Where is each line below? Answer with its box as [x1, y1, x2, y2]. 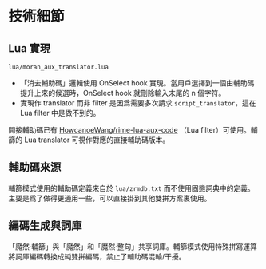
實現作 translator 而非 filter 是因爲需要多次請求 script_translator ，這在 [19, 98, 256, 108]
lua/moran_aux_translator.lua [8, 63, 109, 71]
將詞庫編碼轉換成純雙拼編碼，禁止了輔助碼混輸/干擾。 [8, 251, 186, 261]
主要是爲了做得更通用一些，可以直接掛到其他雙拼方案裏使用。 [8, 193, 212, 203]
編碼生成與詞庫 [8, 219, 82, 232]
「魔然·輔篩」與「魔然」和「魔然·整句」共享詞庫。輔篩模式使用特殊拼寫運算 [8, 241, 258, 251]
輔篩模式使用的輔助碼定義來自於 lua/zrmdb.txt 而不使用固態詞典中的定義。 [8, 183, 255, 192]
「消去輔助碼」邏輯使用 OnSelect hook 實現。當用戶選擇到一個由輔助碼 [19, 78, 255, 88]
